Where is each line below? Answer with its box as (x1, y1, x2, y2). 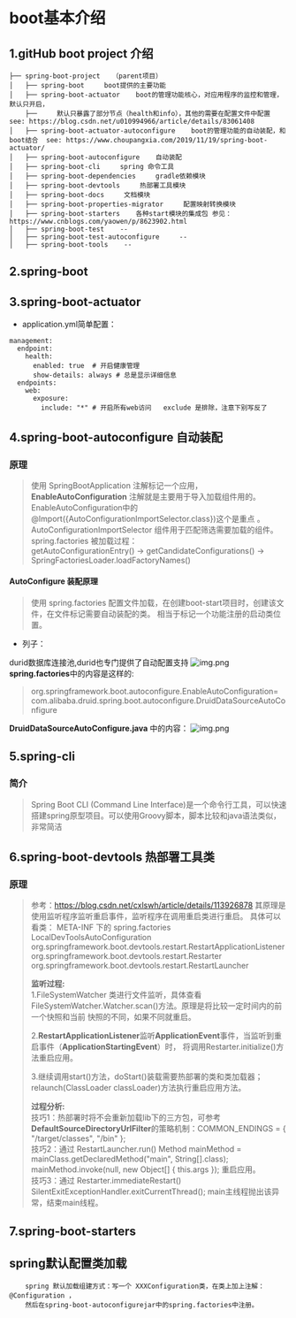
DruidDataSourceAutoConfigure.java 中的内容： (9, 723, 189, 734)
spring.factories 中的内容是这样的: (9, 669, 134, 679)
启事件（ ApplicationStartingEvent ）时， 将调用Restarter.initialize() (30, 1041, 277, 1053)
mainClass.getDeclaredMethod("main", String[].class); (30, 1153, 229, 1164)
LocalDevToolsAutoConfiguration (30, 932, 152, 943)
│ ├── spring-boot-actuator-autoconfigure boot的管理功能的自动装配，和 (9, 126, 286, 135)
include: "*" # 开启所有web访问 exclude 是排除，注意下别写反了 (41, 403, 268, 412)
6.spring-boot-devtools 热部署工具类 (9, 850, 215, 865)
